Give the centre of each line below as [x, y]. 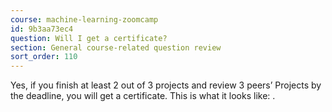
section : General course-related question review [116, 47]
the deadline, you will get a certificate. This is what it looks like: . [143, 96]
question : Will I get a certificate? [89, 38]
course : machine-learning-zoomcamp [84, 19]
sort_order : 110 [44, 57]
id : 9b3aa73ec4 [42, 29]
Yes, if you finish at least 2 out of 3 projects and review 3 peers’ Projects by [166, 85]
